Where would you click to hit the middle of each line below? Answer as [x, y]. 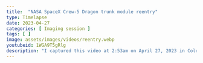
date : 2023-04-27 [28, 23]
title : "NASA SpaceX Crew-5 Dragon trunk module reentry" [82, 12]
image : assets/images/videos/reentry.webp [60, 40]
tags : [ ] [19, 34]
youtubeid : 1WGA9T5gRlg [36, 46]
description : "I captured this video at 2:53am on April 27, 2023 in [96, 51]
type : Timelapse [27, 17]
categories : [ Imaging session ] [48, 28]
